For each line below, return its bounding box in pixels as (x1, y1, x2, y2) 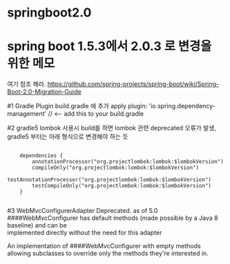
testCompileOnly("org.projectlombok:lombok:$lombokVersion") (32, 183, 212, 190)
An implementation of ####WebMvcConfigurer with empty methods (7, 242, 202, 250)
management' (7, 110, 47, 118)
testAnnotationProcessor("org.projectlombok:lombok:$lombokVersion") (7, 176, 212, 183)
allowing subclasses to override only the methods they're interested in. (7, 250, 209, 258)
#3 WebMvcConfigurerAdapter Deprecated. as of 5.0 (7, 207, 158, 215)
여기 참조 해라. (7, 80, 46, 88)
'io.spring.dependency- (148, 102, 216, 110)
